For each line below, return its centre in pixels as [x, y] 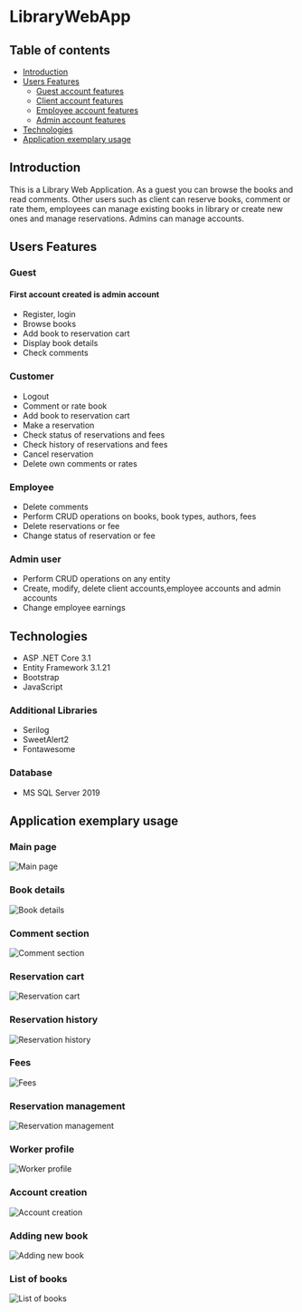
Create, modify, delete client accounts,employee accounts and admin [151, 588]
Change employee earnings [74, 608]
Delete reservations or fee [71, 526]
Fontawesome [49, 749]
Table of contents [60, 50]
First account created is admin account [85, 294]
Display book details [60, 343]
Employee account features [87, 110]
